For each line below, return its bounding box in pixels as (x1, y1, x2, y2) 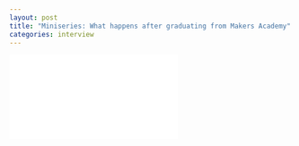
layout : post (9, 13, 58, 22)
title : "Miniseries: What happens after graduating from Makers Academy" (9, 21, 292, 30)
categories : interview (9, 30, 94, 39)
